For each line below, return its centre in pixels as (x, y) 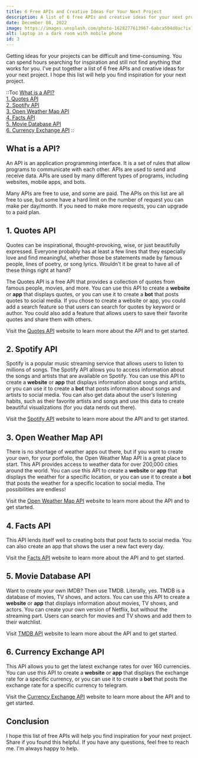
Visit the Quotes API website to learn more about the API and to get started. (98, 331)
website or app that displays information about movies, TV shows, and (92, 603)
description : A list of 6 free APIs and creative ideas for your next (95, 17)
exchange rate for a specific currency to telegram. (67, 685)
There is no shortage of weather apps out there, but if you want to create (95, 452)
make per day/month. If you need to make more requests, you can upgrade (97, 206)
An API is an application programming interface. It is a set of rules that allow (98, 163)
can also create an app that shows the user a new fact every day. (85, 546)
